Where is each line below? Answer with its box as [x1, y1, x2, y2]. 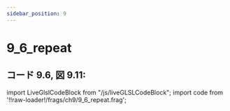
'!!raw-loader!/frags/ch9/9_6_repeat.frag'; [6, 95, 127, 104]
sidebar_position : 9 [6, 10, 67, 17]
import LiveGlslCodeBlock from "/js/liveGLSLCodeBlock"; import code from [6, 88, 224, 96]
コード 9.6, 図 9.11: [6, 69, 86, 81]
